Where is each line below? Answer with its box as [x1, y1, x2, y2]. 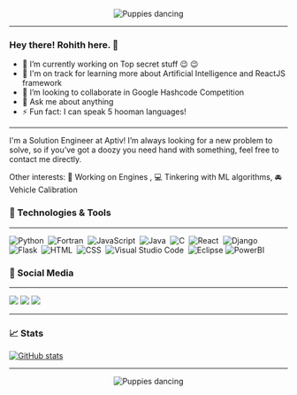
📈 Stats [9, 327, 44, 339]
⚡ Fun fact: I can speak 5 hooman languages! [21, 106, 187, 117]
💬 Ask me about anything [21, 97, 114, 107]
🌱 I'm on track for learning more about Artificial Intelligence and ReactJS [21, 68, 286, 79]
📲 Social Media [9, 267, 74, 279]
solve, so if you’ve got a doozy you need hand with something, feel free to [9, 144, 280, 155]
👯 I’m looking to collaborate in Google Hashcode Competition [21, 87, 245, 97]
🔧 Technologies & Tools [9, 206, 112, 219]
